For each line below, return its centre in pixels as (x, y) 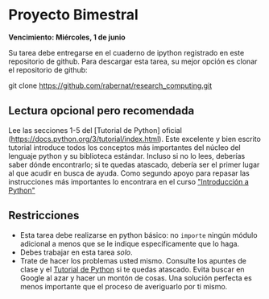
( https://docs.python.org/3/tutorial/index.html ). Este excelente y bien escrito (135, 139)
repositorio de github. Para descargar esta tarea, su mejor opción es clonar (133, 61)
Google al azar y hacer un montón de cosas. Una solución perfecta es (136, 278)
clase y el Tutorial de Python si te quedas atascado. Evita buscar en (132, 269)
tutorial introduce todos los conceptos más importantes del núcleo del (125, 147)
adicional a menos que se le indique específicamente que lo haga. (130, 243)
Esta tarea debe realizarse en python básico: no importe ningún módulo (139, 235)
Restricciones (44, 216)
